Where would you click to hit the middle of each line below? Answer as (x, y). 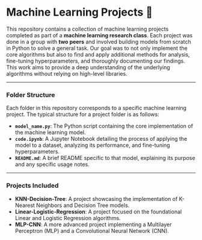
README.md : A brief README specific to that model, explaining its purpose (105, 158)
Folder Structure (31, 94)
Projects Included (32, 186)
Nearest (25, 205)
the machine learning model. (50, 132)
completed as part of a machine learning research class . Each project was (99, 35)
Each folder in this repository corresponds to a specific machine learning (96, 108)
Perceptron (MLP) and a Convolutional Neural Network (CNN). (92, 230)
